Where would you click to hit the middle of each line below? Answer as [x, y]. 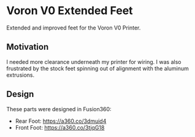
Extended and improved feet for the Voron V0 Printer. [74, 28]
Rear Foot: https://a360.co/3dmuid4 [61, 121]
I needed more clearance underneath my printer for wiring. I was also [94, 61]
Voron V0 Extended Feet [70, 11]
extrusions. [21, 75]
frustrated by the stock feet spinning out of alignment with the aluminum [97, 68]
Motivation [28, 47]
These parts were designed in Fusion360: [59, 109]
